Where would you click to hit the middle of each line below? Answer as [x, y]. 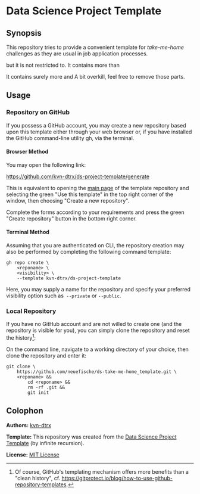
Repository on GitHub [38, 113]
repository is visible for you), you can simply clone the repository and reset [98, 330]
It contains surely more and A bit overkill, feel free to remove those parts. [96, 77]
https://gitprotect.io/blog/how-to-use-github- [117, 478]
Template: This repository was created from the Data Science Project [91, 437]
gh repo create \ [28, 263]
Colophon [25, 411]
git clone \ [21, 367]
